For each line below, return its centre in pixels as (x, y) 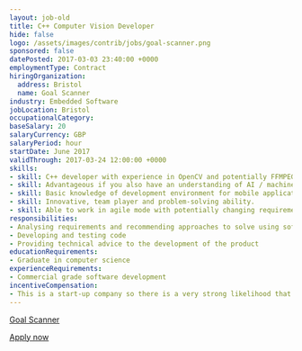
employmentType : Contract (58, 68)
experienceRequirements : (56, 269)
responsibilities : (44, 218)
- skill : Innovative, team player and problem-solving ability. (132, 202)
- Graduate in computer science (70, 261)
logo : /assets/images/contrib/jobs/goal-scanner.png (110, 43)
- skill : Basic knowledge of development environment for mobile (134, 193)
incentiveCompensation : (54, 285)
